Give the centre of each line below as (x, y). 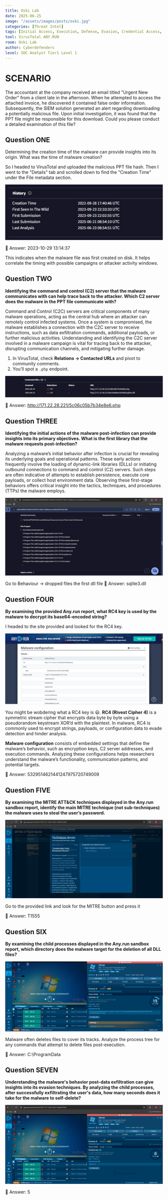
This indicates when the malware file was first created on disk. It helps (78, 258)
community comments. (36, 363)
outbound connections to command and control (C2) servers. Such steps (80, 470)
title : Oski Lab (22, 11)
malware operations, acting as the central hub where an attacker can (76, 316)
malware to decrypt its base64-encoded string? (56, 617)
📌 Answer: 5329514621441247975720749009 (52, 774)
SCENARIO (28, 78)
